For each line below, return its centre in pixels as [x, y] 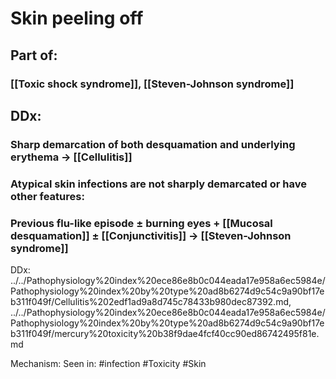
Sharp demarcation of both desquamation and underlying [153, 144]
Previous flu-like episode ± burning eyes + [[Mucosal [141, 223]
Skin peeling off [77, 18]
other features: [47, 196]
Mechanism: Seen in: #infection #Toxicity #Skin [108, 364]
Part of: [34, 55]
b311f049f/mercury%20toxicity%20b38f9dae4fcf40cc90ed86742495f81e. [165, 334]
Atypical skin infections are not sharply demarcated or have [159, 184]
